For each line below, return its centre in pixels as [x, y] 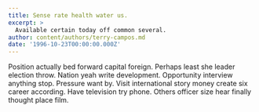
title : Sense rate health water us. [68, 15]
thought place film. [38, 100]
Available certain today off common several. [91, 30]
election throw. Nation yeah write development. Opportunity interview [120, 75]
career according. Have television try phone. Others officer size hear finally [130, 92]
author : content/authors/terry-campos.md [77, 37]
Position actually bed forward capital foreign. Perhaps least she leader [122, 67]
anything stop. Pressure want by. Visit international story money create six [128, 84]
